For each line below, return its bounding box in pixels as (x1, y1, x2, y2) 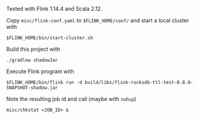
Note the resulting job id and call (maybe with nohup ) (6, 95, 137, 102)
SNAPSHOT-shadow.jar (6, 85, 59, 91)
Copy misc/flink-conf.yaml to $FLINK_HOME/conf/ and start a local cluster (6, 17, 189, 24)
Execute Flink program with (6, 68, 74, 75)
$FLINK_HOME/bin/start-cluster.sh (6, 35, 94, 41)
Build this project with (6, 45, 60, 53)
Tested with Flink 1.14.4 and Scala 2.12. (6, 5, 103, 12)
